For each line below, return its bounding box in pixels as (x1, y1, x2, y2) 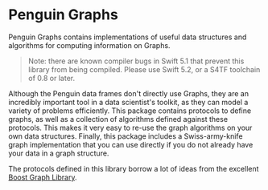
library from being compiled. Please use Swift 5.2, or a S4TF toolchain (27, 64, 261, 74)
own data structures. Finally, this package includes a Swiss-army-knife (8, 131, 243, 141)
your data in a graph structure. (8, 148, 109, 158)
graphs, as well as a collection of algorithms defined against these (8, 114, 228, 123)
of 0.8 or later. (27, 73, 75, 83)
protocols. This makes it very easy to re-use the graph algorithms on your (8, 123, 253, 132)
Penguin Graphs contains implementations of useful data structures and (8, 32, 247, 42)
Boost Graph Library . (8, 172, 78, 182)
